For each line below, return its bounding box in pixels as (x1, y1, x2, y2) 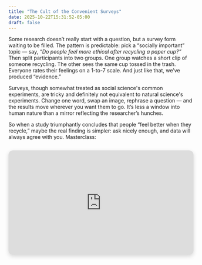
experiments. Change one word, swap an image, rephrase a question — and (8, 97, 193, 104)
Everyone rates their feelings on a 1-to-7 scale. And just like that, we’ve (8, 67, 180, 74)
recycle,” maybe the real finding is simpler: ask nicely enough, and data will (8, 127, 191, 134)
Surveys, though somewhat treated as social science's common (8, 85, 163, 92)
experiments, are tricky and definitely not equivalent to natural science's (8, 91, 183, 98)
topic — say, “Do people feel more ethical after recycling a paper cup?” (8, 48, 181, 55)
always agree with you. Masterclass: (8, 134, 96, 141)
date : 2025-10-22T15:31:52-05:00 (8, 14, 90, 20)
